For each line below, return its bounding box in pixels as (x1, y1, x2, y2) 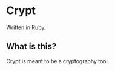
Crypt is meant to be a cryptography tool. (6, 57, 110, 64)
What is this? (6, 41, 57, 52)
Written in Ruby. (6, 24, 46, 31)
